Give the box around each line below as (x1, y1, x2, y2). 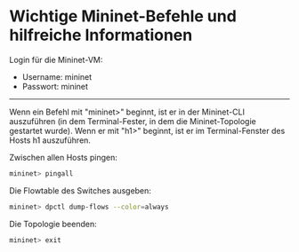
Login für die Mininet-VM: (9, 54, 103, 65)
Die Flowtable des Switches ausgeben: (9, 185, 151, 196)
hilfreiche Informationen (9, 25, 193, 45)
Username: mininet (21, 71, 93, 82)
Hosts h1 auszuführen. (9, 135, 92, 146)
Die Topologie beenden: (9, 218, 97, 229)
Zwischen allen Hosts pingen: (9, 152, 117, 162)
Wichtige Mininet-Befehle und (9, 6, 238, 27)
